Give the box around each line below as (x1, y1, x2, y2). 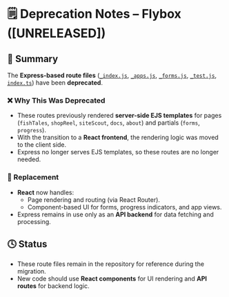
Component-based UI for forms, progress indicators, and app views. (27, 203, 222, 211)
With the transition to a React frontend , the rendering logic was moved (17, 133, 219, 142)
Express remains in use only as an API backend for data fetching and (17, 210, 214, 218)
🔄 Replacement (7, 172, 59, 182)
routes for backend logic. (17, 282, 90, 290)
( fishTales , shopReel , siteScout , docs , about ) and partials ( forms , (17, 119, 200, 127)
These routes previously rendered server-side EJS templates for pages (17, 112, 222, 120)
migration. (17, 267, 46, 276)
